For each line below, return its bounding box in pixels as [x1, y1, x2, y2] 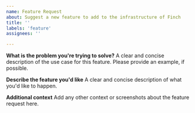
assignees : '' [6, 31, 41, 37]
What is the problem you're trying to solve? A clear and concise [6, 52, 164, 59]
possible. [6, 64, 28, 72]
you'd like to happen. [6, 82, 57, 89]
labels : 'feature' [6, 25, 51, 31]
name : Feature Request [6, 8, 62, 15]
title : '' [6, 20, 31, 25]
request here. [6, 100, 39, 107]
